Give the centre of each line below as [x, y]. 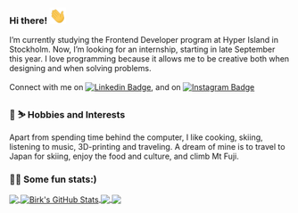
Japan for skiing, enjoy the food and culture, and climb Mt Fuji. [124, 156]
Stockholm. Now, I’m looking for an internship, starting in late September [142, 49]
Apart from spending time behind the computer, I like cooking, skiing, [136, 137]
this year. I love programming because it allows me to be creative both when [149, 59]
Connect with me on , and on [95, 87]
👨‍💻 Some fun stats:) [53, 179]
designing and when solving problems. [80, 69]
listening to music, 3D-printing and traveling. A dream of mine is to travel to [147, 146]
